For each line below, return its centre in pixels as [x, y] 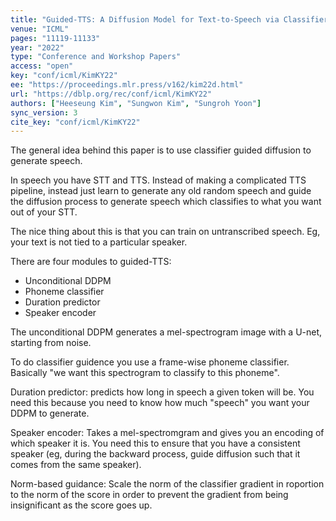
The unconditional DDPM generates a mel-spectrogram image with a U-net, [166, 332]
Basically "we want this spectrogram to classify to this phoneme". [145, 373]
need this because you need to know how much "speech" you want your [160, 403]
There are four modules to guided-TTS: [91, 262]
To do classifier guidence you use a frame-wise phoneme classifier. [150, 362]
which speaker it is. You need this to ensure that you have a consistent [155, 443]
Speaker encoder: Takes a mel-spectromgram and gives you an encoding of [167, 433]
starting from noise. [51, 343]
